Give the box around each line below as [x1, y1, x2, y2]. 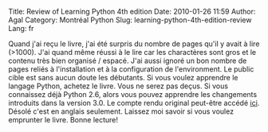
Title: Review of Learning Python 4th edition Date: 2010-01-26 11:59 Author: [8, 7, 256, 16]
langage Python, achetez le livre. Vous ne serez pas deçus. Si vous [8, 81, 229, 91]
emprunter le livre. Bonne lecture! [8, 115, 118, 124]
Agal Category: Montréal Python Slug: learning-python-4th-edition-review [8, 15, 252, 25]
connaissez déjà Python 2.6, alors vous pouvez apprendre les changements [8, 90, 258, 99]
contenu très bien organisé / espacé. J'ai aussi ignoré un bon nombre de [8, 56, 247, 65]
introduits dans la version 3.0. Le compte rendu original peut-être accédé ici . [8, 99, 260, 107]
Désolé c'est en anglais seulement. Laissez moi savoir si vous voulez [8, 107, 234, 116]
